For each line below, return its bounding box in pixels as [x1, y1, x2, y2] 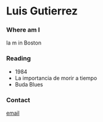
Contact [6, 96, 31, 104]
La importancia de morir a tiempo [14, 74, 98, 82]
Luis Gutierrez [6, 4, 78, 18]
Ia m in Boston [6, 39, 42, 46]
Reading [6, 54, 31, 63]
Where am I [6, 26, 40, 34]
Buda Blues [14, 81, 43, 88]
